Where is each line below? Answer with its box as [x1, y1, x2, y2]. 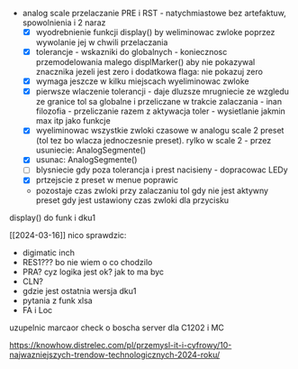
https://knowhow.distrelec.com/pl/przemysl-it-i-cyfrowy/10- [9, 339, 232, 350]
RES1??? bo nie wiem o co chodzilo [22, 256, 153, 267]
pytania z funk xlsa [22, 295, 93, 306]
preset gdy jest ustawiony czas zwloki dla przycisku [35, 194, 230, 206]
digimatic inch [22, 247, 75, 258]
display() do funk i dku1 [9, 212, 96, 223]
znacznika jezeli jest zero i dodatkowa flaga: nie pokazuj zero [35, 67, 264, 78]
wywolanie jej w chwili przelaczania [35, 37, 168, 48]
